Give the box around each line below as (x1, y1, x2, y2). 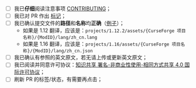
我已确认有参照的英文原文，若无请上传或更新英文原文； (13, 54, 147, 61)
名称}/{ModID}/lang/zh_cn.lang (22, 34, 98, 41)
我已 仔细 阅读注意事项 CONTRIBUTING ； (13, 5, 112, 12)
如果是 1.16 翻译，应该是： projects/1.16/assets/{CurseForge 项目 (22, 40, 181, 48)
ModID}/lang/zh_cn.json (35, 48, 93, 54)
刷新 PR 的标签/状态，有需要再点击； (13, 76, 103, 83)
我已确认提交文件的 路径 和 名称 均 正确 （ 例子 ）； (13, 20, 125, 27)
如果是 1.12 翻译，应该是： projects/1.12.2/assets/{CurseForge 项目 (22, 27, 186, 34)
